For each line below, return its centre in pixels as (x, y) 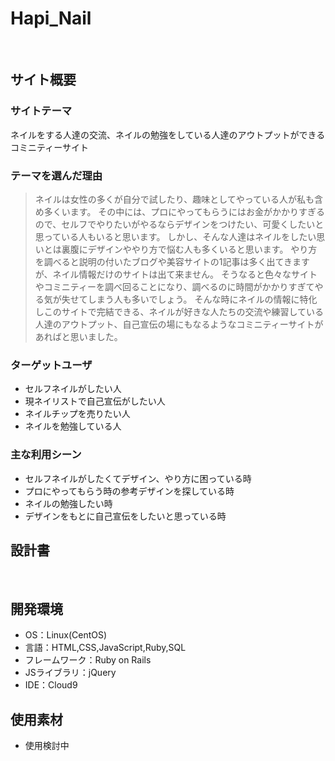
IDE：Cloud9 (51, 685)
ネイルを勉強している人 (73, 426)
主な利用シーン (46, 455)
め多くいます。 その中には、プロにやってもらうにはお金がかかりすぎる (179, 211)
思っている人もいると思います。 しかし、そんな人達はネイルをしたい (175, 236)
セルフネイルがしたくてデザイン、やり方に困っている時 (138, 478)
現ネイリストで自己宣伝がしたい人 (95, 401)
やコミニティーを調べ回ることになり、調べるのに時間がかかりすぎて (174, 286)
